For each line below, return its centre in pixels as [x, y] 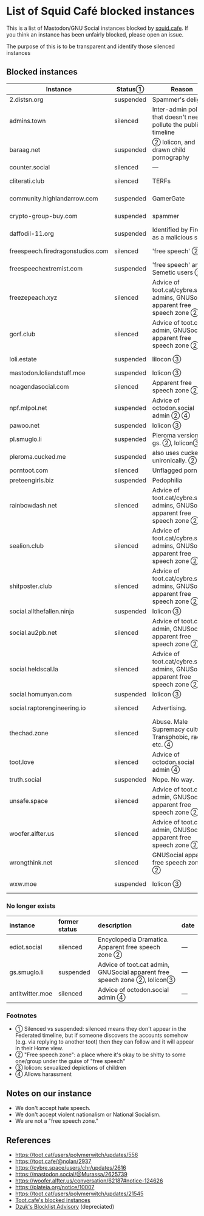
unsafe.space [29, 801]
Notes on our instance [49, 1093]
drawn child [169, 149]
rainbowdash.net [33, 505]
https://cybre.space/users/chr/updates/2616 [70, 1167]
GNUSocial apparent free [134, 972]
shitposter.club [31, 586]
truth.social [25, 779]
